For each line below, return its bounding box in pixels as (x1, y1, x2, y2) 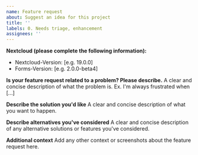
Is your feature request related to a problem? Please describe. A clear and (6, 77, 192, 84)
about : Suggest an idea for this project (6, 14, 111, 20)
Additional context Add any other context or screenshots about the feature (6, 137, 191, 144)
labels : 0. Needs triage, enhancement (6, 25, 103, 32)
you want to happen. (6, 107, 57, 114)
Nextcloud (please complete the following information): (6, 47, 147, 54)
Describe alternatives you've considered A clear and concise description (6, 119, 189, 126)
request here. (6, 143, 39, 150)
